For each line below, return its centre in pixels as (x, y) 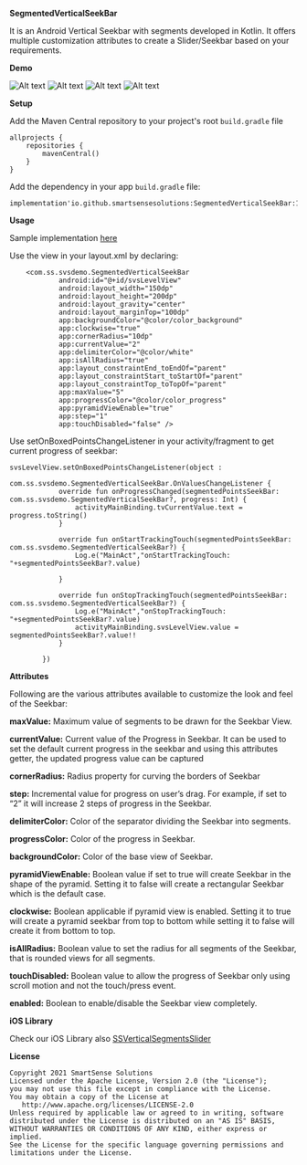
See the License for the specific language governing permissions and (147, 1145)
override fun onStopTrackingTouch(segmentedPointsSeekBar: (173, 595)
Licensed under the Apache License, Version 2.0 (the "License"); (138, 1081)
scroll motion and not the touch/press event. (93, 986)
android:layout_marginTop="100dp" (124, 312)
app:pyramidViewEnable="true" (116, 408)
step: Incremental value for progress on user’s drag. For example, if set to (148, 794)
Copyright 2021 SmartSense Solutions (81, 1073)
